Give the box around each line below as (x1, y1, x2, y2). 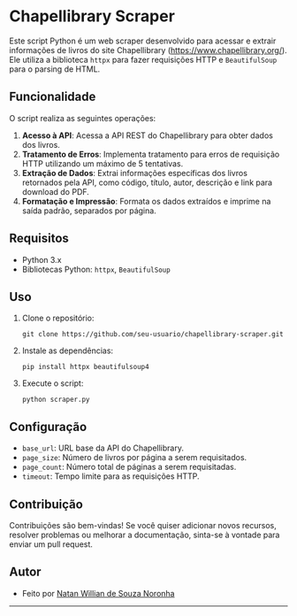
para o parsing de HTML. (9, 64, 101, 74)
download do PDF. (21, 186, 90, 196)
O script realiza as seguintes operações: (9, 112, 156, 123)
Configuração (9, 419, 88, 435)
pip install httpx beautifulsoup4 (21, 363, 149, 372)
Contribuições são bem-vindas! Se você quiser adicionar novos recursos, (9, 520, 277, 530)
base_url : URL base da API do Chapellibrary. (21, 443, 184, 453)
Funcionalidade (9, 89, 96, 104)
